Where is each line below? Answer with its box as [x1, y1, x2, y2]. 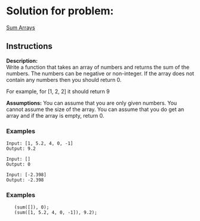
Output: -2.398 [6, 177, 44, 183]
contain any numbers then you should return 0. [6, 76, 122, 83]
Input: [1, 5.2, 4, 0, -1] [6, 140, 73, 147]
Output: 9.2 [6, 146, 36, 152]
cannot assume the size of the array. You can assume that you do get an [6, 106, 184, 113]
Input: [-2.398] [6, 172, 47, 178]
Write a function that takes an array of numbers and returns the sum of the [6, 63, 190, 70]
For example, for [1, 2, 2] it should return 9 [6, 88, 110, 95]
